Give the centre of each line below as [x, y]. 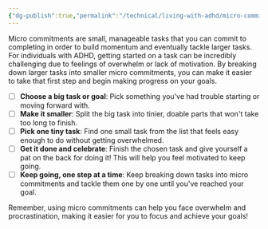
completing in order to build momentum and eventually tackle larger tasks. [130, 47]
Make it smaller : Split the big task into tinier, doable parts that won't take [139, 113]
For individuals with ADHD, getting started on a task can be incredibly [122, 55]
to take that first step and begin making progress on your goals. [113, 81]
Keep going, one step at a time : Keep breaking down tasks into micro [134, 174]
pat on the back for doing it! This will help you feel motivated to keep [132, 157]
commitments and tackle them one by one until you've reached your [132, 184]
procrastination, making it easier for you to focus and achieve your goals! [128, 215]
